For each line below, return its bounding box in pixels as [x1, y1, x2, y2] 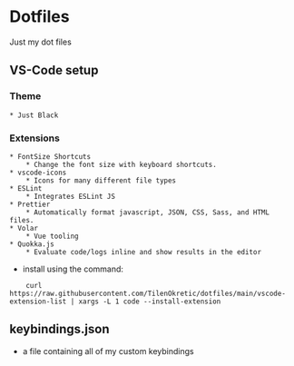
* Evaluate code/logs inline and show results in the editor [25, 247, 261, 256]
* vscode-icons [9, 168, 67, 177]
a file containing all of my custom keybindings [22, 345, 194, 356]
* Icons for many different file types [25, 175, 177, 185]
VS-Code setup [9, 63, 99, 78]
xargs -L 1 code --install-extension [78, 297, 221, 306]
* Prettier [9, 200, 51, 209]
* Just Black [9, 111, 59, 120]
